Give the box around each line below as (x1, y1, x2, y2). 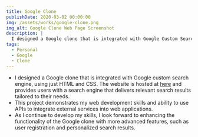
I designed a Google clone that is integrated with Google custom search (14, 74, 189, 81)
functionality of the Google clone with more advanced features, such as (14, 118, 189, 125)
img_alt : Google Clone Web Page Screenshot (6, 25, 115, 31)
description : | (6, 31, 44, 36)
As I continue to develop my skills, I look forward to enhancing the (14, 111, 175, 118)
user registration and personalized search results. (14, 124, 136, 131)
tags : (6, 42, 19, 48)
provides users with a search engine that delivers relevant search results (14, 86, 192, 93)
